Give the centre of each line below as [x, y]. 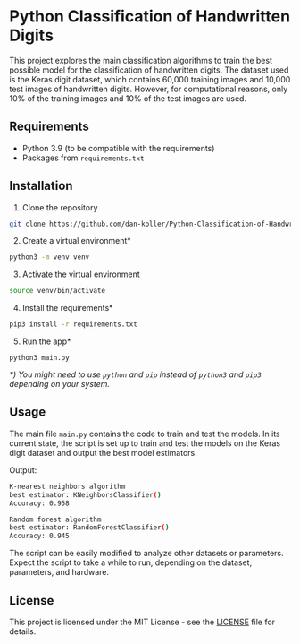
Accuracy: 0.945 [39, 536]
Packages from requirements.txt [83, 158]
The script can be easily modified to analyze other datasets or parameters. [146, 554]
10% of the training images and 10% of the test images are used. [128, 98]
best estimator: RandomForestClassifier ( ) [89, 528]
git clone [28, 224]
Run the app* [46, 341]
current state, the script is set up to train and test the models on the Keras [145, 443]
